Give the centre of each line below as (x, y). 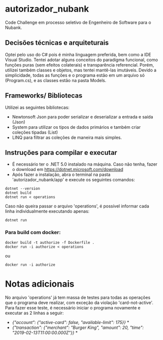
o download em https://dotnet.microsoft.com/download (68, 170)
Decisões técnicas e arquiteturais (57, 43)
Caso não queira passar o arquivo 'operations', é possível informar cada (77, 206)
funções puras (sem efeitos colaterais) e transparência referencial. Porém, (80, 65)
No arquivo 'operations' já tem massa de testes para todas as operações (78, 297)
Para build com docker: (33, 233)
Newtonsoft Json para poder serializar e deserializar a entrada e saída (82, 117)
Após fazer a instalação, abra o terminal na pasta (61, 175)
